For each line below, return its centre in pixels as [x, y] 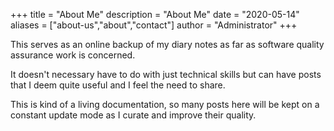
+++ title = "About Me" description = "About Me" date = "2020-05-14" [155, 14]
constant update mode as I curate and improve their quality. [133, 115]
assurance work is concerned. [73, 55]
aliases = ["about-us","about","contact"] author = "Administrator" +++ [154, 25]
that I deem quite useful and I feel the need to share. [118, 85]
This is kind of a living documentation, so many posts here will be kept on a [165, 104]
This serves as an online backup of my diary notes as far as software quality [167, 44]
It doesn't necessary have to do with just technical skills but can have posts [166, 74]
